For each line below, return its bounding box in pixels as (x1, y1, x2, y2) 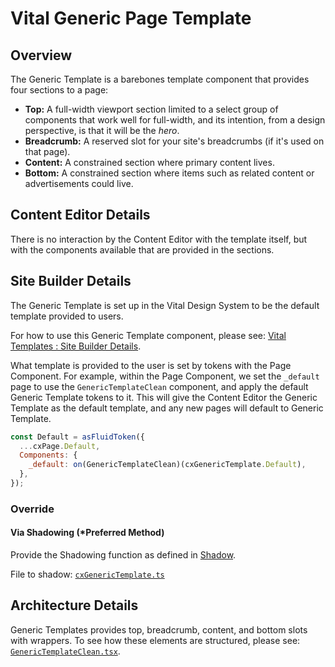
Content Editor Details (10, 207, 151, 224)
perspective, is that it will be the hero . (24, 125, 180, 136)
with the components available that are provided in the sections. (10, 243, 275, 256)
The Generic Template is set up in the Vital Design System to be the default (10, 299, 320, 311)
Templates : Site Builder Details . (10, 340, 142, 352)
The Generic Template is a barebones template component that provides (10, 73, 310, 85)
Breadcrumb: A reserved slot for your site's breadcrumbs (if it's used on (24, 135, 325, 147)
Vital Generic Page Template (10, 7, 252, 30)
